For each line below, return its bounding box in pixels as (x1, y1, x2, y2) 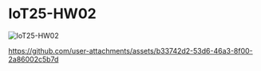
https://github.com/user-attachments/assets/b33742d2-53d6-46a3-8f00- (8, 46, 253, 55)
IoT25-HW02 (8, 5, 97, 23)
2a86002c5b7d (8, 54, 59, 64)
